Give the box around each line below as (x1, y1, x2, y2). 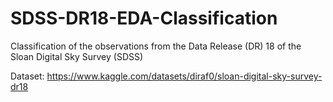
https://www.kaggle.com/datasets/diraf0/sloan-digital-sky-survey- (46, 70, 323, 82)
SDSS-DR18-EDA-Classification (10, 7, 278, 30)
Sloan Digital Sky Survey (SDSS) (10, 50, 144, 62)
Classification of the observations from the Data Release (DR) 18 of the (10, 40, 302, 52)
